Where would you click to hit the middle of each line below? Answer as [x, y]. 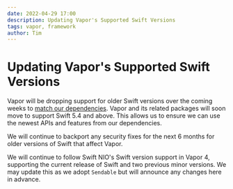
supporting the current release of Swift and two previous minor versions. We [117, 165]
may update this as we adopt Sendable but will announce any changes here [115, 172]
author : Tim [24, 33]
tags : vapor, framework [42, 26]
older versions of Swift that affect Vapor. [65, 144]
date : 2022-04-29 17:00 [42, 13]
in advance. [24, 179]
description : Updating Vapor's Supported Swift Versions [91, 20]
